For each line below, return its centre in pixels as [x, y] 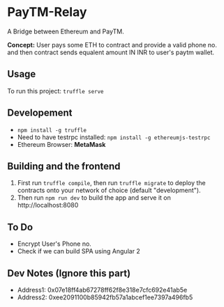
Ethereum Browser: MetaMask [61, 144]
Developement [40, 113]
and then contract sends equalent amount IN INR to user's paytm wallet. [111, 52]
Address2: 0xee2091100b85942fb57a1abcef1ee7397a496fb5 [105, 297]
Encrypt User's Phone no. [54, 244]
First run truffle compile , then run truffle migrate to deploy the [111, 183]
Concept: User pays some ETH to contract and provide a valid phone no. [112, 45]
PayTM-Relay [47, 12]
